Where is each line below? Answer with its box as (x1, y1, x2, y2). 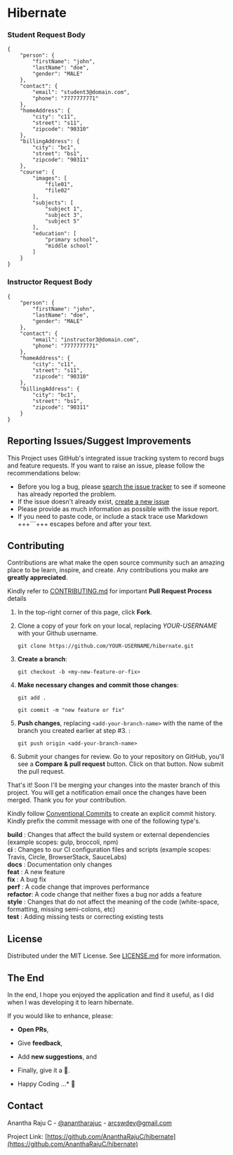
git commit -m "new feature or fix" (17, 707, 125, 714)
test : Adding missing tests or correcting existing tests (7, 913, 164, 921)
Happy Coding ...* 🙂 (17, 1080, 76, 1088)
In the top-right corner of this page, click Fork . (17, 608, 152, 616)
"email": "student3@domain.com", (32, 89, 131, 96)
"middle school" (44, 242, 93, 250)
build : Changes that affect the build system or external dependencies (7, 831, 210, 839)
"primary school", (44, 237, 99, 244)
